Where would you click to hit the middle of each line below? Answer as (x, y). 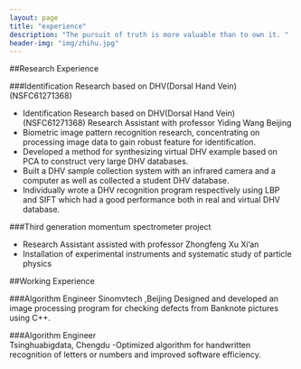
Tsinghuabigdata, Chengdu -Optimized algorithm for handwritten (130, 345)
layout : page (34, 18)
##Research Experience (54, 69)
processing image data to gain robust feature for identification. (139, 142)
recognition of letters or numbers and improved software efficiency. (136, 355)
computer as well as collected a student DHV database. (126, 181)
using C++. (30, 318)
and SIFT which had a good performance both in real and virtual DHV (151, 200)
